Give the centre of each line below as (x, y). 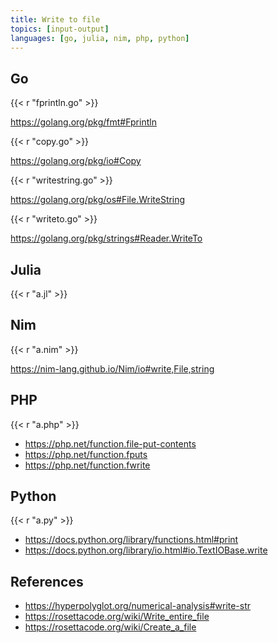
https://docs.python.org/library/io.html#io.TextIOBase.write (146, 550)
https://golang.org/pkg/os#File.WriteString (98, 200)
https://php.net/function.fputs (86, 454)
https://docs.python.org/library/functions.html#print (131, 540)
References (47, 581)
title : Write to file (55, 19)
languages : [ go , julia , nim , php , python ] (100, 38)
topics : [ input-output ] (60, 29)
